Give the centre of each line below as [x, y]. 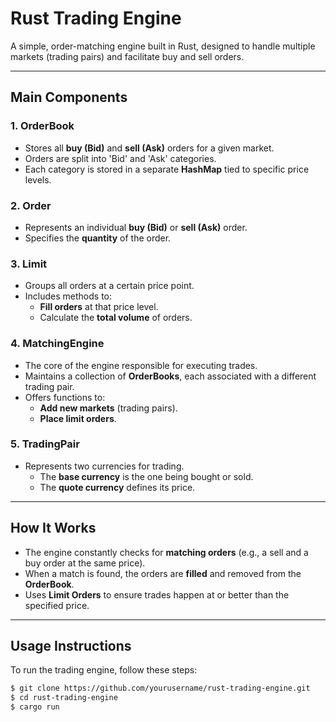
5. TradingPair [45, 444]
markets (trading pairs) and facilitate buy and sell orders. [127, 56]
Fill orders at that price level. [99, 307]
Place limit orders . [78, 418]
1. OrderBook [42, 126]
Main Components [69, 97]
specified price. [57, 605]
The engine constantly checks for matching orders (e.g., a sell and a [166, 552]
